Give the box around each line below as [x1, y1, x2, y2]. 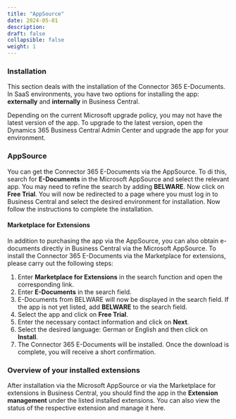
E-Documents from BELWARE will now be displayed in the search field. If [17, 295, 229, 303]
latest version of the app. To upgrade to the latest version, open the [7, 119, 203, 127]
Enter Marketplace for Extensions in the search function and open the [17, 272, 223, 281]
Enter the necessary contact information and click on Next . [17, 317, 190, 326]
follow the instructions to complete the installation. [7, 205, 154, 213]
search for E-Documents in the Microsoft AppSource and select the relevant [7, 174, 230, 183]
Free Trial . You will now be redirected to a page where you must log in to [7, 190, 218, 198]
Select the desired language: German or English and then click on [17, 325, 208, 334]
